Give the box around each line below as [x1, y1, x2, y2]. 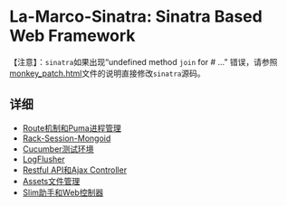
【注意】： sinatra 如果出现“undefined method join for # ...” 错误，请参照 [9, 56, 278, 67]
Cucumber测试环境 [22, 143, 94, 154]
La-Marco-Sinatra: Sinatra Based [9, 6, 263, 27]
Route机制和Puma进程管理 [22, 122, 122, 133]
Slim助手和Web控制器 [22, 187, 104, 198]
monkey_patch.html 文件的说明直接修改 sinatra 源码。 [9, 68, 206, 79]
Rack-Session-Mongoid [22, 133, 111, 144]
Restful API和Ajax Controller [22, 164, 128, 175]
